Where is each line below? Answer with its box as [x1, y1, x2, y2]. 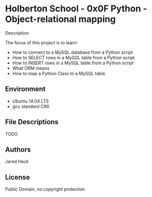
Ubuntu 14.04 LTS [12, 98, 49, 104]
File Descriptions [5, 118, 58, 126]
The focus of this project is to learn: [5, 39, 78, 45]
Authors [5, 145, 31, 154]
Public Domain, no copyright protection [5, 186, 85, 192]
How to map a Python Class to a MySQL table [12, 70, 105, 76]
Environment [5, 85, 46, 94]
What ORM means [12, 65, 50, 71]
